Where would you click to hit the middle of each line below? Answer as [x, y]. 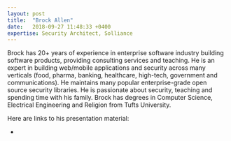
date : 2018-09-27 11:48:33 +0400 [59, 27]
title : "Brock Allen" [40, 20]
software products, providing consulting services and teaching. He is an [111, 61]
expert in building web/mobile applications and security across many [107, 68]
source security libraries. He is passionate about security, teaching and [110, 90]
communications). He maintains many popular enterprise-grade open [107, 83]
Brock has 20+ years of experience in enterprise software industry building [115, 53]
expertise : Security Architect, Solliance [70, 33]
